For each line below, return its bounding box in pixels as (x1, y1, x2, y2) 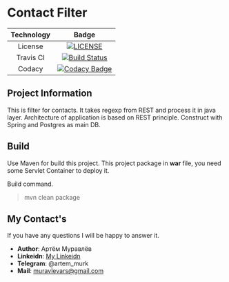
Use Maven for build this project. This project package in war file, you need (7, 159, 221, 167)
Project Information (7, 88, 92, 100)
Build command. (7, 180, 54, 188)
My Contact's (7, 213, 67, 225)
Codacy (18, 64, 43, 73)
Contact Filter (7, 5, 88, 21)
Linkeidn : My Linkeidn (17, 252, 81, 261)
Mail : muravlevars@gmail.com (17, 267, 104, 275)
